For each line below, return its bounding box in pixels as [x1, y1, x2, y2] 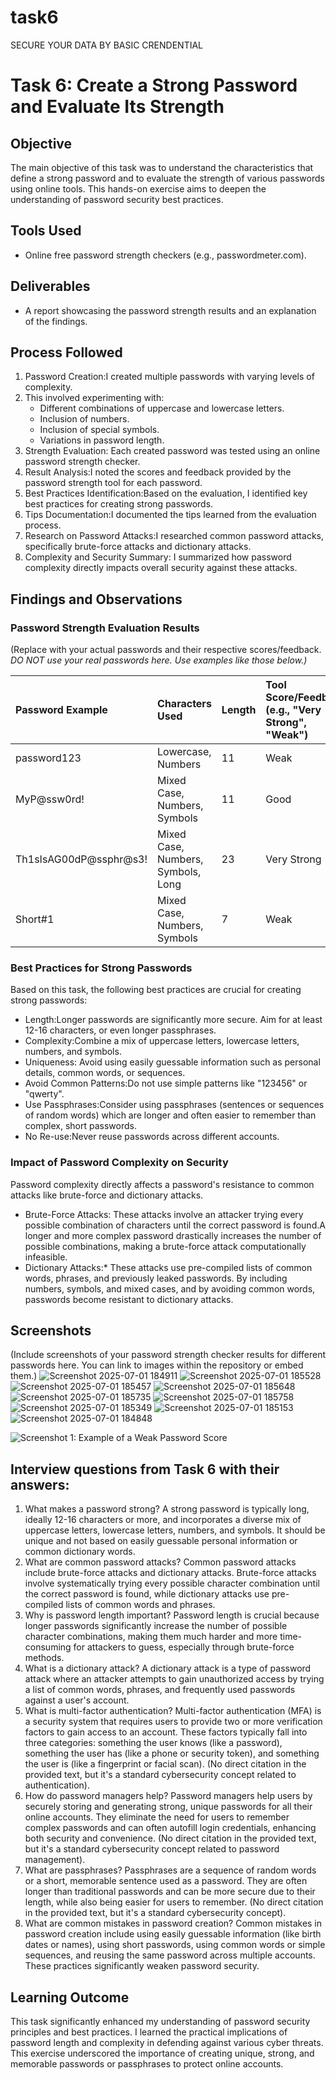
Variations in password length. [39, 434, 165, 446]
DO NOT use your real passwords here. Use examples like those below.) [10, 654, 308, 666]
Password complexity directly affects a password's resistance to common [10, 1178, 315, 1190]
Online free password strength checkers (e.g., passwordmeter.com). [24, 249, 307, 261]
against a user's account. [24, 1694, 130, 1706]
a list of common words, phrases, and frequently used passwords [24, 1684, 296, 1696]
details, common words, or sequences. [24, 1067, 186, 1079]
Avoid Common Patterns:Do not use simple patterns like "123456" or [24, 1077, 308, 1090]
